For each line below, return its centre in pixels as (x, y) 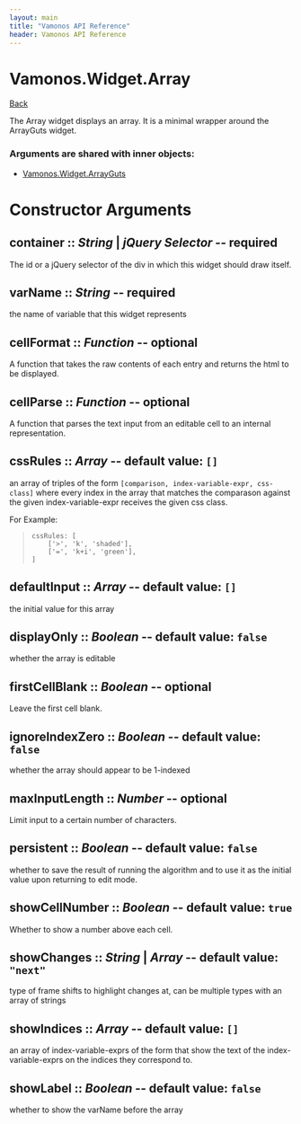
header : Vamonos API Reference (68, 34)
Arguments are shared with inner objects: (102, 154)
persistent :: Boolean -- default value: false (133, 849)
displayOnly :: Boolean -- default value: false (138, 637)
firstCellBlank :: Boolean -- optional (111, 687)
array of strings (38, 1000)
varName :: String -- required (93, 292)
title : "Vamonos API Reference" (70, 26)
